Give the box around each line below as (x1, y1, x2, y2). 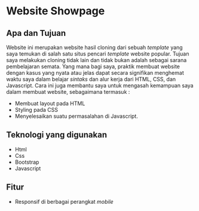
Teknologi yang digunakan (6, 130, 108, 140)
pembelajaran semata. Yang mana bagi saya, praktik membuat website (6, 63, 180, 70)
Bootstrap (14, 158, 39, 166)
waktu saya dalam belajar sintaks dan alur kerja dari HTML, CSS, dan (6, 76, 176, 82)
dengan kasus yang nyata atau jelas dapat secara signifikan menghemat (6, 69, 184, 76)
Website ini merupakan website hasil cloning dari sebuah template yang (6, 44, 183, 51)
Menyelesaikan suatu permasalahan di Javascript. (14, 112, 139, 120)
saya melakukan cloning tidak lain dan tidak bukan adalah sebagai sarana (6, 57, 187, 63)
